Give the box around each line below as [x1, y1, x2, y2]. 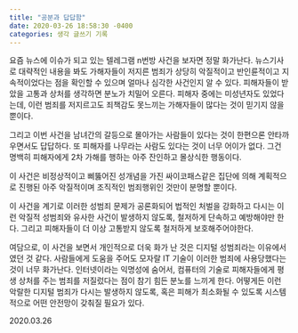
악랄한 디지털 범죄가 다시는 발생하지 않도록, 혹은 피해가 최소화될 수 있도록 [9, 287, 263, 297]
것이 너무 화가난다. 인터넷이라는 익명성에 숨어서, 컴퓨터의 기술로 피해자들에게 [9, 264, 276, 275]
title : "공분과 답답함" [9, 12, 86, 22]
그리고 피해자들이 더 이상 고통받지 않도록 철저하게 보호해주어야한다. [20, 223, 254, 234]
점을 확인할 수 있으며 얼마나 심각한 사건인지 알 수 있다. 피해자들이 [54, 77, 280, 88]
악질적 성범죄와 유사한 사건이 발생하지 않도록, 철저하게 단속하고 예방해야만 [18, 212, 276, 223]
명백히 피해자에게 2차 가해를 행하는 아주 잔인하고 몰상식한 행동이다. [9, 152, 242, 163]
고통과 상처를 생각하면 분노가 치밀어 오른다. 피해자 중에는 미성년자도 [25, 88, 261, 99]
